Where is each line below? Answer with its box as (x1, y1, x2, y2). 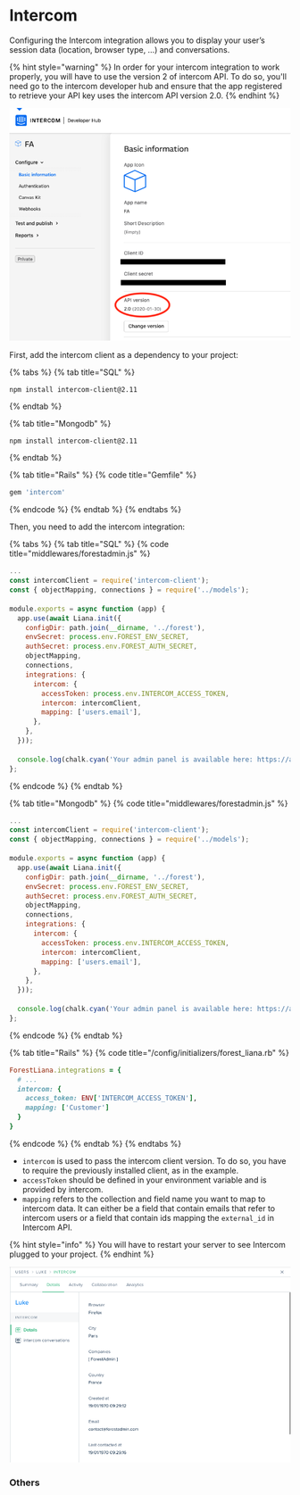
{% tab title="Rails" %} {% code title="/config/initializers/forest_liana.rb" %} (9, 1047, 290, 1058)
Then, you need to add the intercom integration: (9, 521, 186, 532)
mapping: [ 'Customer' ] (25, 1103, 110, 1112)
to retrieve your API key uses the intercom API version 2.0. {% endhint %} (9, 90, 279, 101)
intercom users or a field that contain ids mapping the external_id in (21, 1212, 275, 1223)
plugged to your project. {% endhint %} (9, 1249, 154, 1259)
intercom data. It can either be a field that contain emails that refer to (21, 1202, 276, 1214)
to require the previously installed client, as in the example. (21, 1165, 239, 1175)
